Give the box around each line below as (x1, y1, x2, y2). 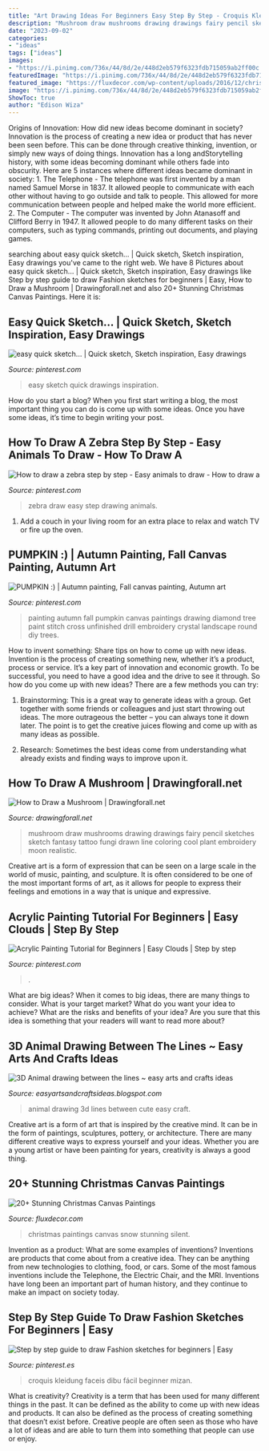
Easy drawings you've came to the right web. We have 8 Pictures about (8, 258, 244, 268)
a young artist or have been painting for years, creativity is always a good (8, 1146, 251, 1154)
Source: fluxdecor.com (8, 1214, 84, 1223)
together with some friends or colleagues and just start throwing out (19, 703, 246, 713)
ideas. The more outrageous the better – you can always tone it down (19, 712, 250, 721)
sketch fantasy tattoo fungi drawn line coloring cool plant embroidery (27, 837, 257, 847)
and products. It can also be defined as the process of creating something (8, 1408, 253, 1417)
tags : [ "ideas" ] (8, 49, 62, 57)
